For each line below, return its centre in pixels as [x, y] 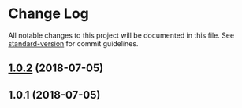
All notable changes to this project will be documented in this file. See [121, 35]
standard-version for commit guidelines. [73, 43]
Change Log [48, 14]
